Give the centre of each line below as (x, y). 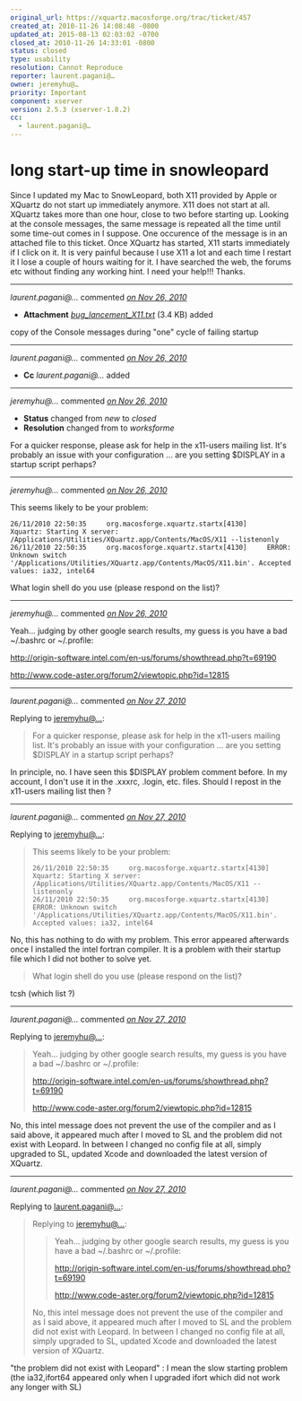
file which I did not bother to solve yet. (81, 958)
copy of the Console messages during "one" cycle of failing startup (134, 332)
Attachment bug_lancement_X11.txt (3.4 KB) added (118, 314)
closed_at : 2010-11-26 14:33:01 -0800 (82, 43)
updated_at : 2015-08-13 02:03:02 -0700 (85, 34)
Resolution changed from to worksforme (99, 428)
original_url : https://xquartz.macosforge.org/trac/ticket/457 (131, 17)
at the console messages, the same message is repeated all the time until (146, 223)
